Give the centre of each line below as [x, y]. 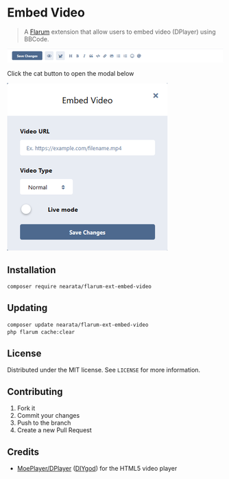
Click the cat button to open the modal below [71, 74]
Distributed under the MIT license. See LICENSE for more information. [104, 370]
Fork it [26, 408]
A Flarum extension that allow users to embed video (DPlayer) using [120, 32]
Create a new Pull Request [55, 430]
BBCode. [36, 39]
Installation [32, 270]
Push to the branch [44, 423]
